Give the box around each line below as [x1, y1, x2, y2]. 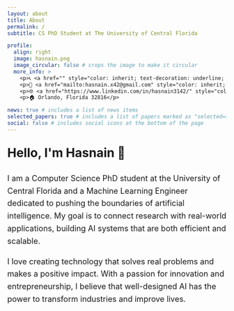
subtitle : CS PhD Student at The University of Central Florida [7, 29, 198, 37]
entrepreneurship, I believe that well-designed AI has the [7, 282, 217, 291]
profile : [7, 43, 33, 50]
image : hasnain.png [13, 55, 70, 63]
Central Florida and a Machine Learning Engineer [7, 185, 188, 196]
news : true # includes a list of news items [7, 107, 139, 114]
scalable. [7, 236, 40, 246]
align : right [13, 49, 52, 56]
